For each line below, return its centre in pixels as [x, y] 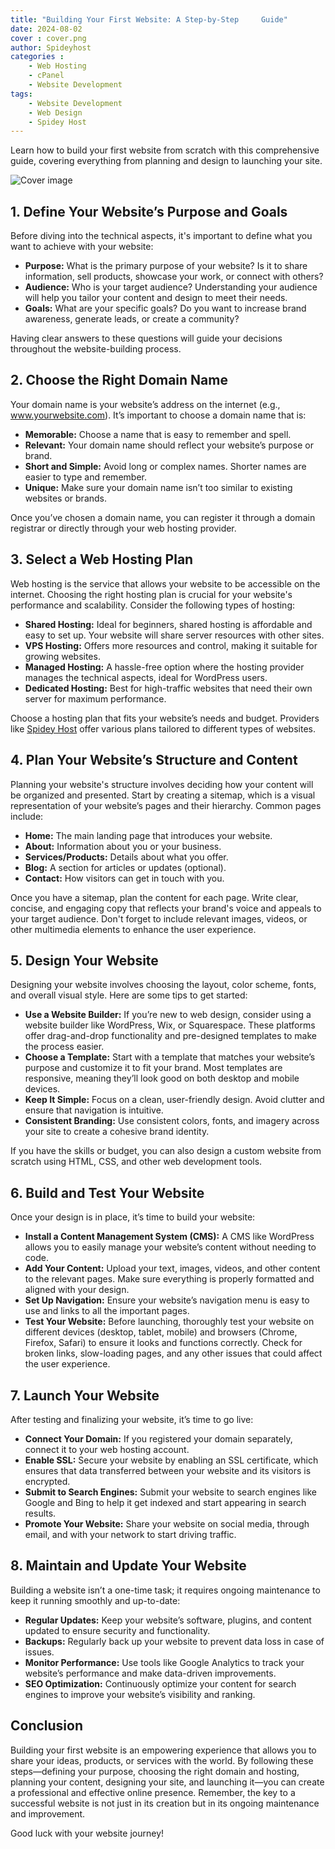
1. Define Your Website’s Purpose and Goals [149, 211]
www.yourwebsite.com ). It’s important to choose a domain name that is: [158, 415]
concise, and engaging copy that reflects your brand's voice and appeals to [166, 908]
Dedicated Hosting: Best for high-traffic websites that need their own [168, 688]
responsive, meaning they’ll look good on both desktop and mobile [162, 1078]
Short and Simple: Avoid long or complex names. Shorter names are [165, 466]
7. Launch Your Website [85, 1395]
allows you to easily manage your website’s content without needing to [170, 1247]
